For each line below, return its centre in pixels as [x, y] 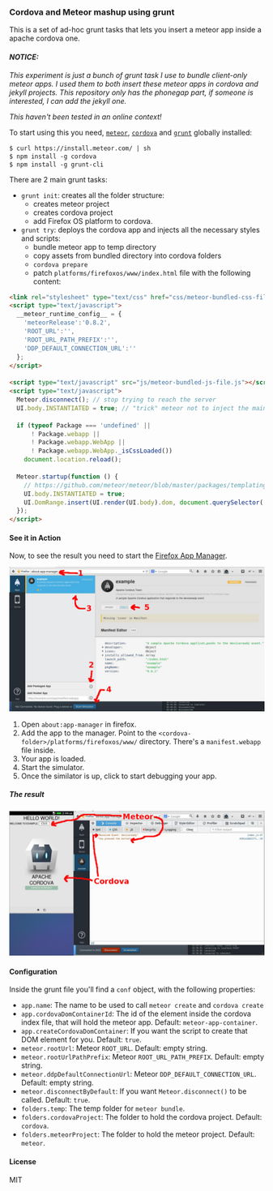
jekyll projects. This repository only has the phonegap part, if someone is [131, 92]
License [23, 1162]
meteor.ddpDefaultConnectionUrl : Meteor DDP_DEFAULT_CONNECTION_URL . [139, 1074]
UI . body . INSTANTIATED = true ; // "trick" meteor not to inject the [133, 408]
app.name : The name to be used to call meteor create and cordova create [142, 1005]
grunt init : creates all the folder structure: [93, 195]
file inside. [38, 750]
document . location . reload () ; [73, 460]
